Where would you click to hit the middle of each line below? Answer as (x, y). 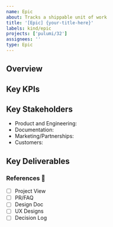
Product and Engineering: (46, 124)
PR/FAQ (24, 198)
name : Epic (20, 12)
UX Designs (29, 211)
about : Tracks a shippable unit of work (57, 17)
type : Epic (20, 45)
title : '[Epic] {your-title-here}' (50, 23)
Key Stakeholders (39, 110)
